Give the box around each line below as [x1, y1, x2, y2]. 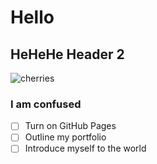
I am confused [10, 97, 82, 111]
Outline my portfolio [24, 131, 107, 143]
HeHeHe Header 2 [10, 46, 125, 63]
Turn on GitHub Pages [24, 120, 117, 132]
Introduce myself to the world [24, 142, 147, 155]
